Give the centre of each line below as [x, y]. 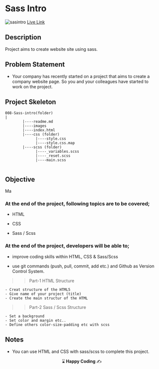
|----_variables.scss [57, 152]
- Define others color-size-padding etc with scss [57, 325]
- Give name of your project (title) [43, 294]
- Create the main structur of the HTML [47, 298]
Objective [20, 179]
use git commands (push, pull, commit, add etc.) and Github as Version [83, 266]
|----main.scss [51, 160]
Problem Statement [35, 65]
